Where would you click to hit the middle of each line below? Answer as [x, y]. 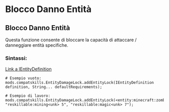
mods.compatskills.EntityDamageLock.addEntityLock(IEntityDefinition [80, 83]
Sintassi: [16, 58]
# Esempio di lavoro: [28, 96]
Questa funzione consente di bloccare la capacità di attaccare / [71, 40]
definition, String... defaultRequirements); [54, 87]
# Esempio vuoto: [23, 78]
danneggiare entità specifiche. [37, 45]
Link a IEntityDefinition [28, 69]
